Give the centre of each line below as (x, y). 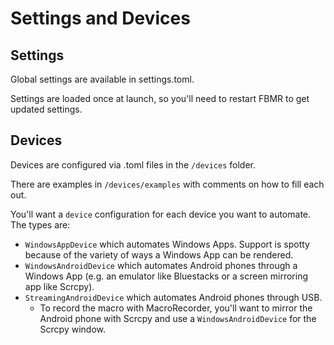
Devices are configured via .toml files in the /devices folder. (133, 164)
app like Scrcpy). (59, 286)
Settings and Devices (100, 18)
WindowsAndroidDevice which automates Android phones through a (161, 265)
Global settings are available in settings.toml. (102, 79)
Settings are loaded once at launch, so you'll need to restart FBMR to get (160, 98)
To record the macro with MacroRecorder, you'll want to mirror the (176, 308)
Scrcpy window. (73, 329)
